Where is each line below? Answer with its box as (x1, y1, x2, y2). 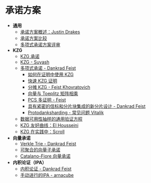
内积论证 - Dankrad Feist (20, 166, 72, 172)
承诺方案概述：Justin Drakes (20, 28, 80, 35)
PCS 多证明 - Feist (27, 97, 66, 103)
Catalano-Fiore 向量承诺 (20, 153, 71, 159)
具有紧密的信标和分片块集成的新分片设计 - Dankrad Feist (27, 103, 146, 109)
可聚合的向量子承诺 (20, 146, 61, 152)
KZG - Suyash (20, 59, 50, 65)
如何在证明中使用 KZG (27, 71, 74, 77)
